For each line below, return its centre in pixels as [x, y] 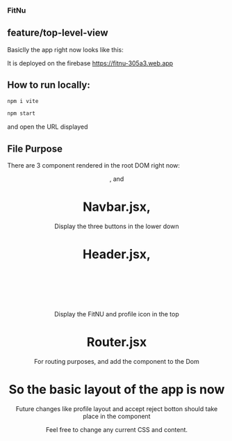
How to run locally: [49, 85]
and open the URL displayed [48, 127]
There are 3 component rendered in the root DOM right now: [94, 166]
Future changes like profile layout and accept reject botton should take [117, 409]
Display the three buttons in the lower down [117, 226]
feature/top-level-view [58, 33]
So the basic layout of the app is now [117, 390]
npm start [22, 113]
